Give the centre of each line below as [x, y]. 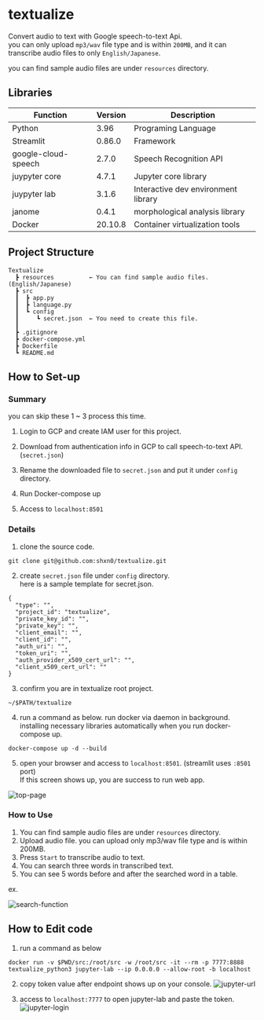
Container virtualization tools [187, 224]
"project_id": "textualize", [63, 612]
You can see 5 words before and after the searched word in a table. [128, 874]
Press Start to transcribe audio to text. [82, 857]
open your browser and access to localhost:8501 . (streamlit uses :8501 [135, 762]
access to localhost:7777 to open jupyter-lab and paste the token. [126, 999]
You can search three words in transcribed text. [97, 865]
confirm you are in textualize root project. [86, 688]
